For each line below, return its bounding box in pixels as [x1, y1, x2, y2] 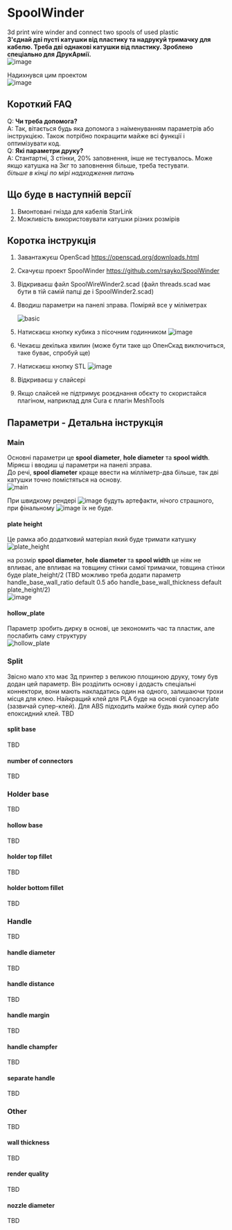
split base [7, 725, 36, 734]
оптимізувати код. [7, 139, 61, 147]
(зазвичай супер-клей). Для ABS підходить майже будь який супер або [7, 702, 220, 710]
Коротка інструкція [7, 234, 96, 246]
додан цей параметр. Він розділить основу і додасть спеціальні [7, 679, 196, 688]
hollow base [7, 821, 43, 830]
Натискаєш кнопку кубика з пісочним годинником [17, 328, 167, 337]
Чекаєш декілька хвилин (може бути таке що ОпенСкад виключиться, [17, 341, 226, 350]
